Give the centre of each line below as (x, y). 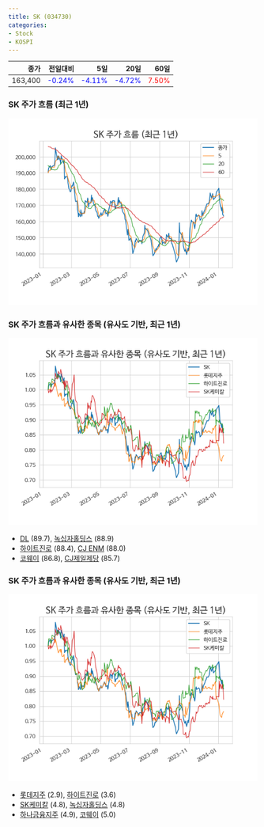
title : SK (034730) (40, 17)
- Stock (21, 33)
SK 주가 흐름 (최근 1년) (49, 104)
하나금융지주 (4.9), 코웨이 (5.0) (68, 814)
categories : (28, 25)
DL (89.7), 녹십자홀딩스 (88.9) (67, 539)
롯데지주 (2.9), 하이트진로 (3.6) (68, 795)
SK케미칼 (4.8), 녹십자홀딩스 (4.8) (72, 805)
